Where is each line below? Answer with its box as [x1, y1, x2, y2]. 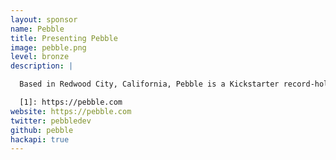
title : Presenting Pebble [10, 33, 118, 43]
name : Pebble [10, 24, 65, 34]
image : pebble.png [10, 42, 87, 53]
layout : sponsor [10, 14, 78, 25]
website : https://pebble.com [10, 106, 132, 116]
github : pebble [10, 125, 74, 135]
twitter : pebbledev [10, 116, 92, 126]
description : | [10, 61, 74, 71]
